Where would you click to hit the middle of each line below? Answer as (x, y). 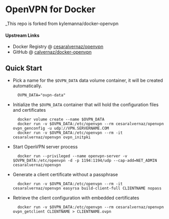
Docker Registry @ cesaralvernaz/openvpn (58, 46)
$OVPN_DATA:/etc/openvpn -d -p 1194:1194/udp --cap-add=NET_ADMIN (85, 160)
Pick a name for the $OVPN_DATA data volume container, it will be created (88, 80)
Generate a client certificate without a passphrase (65, 174)
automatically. (27, 86)
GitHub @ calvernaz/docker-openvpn (52, 52)
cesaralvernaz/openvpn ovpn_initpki (52, 137)
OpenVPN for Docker (51, 9)
